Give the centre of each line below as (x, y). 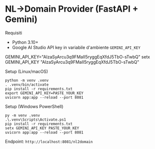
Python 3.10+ (25, 42)
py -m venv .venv (23, 115)
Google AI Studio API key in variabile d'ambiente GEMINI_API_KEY (76, 47)
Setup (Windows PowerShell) (34, 106)
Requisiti (14, 33)
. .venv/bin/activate (27, 84)
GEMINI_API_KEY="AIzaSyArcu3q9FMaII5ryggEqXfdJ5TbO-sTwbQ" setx (77, 56)
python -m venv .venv (27, 80)
